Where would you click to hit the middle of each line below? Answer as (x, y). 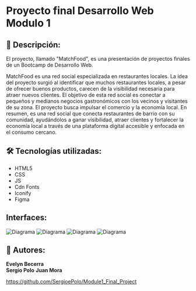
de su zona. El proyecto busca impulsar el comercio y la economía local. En (97, 107)
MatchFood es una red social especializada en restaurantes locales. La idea (97, 76)
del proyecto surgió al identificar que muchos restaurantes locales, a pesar (96, 82)
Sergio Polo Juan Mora (34, 271)
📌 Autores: (26, 250)
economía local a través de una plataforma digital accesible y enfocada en (95, 126)
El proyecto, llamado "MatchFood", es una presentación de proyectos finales (98, 59)
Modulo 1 (28, 23)
